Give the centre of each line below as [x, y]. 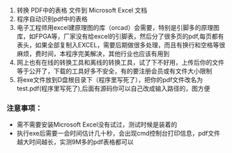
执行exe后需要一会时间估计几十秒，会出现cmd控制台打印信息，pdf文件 [118, 134]
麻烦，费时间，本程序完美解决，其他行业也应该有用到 [93, 54]
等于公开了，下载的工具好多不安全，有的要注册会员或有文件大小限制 [114, 71]
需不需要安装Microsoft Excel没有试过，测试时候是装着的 [97, 124]
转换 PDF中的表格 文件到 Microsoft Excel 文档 [82, 10]
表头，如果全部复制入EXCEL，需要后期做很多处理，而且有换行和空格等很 [121, 45]
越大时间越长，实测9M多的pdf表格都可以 [75, 142]
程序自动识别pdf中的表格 [52, 19]
